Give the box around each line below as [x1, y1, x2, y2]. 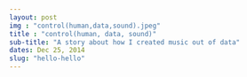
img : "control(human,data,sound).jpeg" [9, 21, 162, 30]
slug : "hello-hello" [9, 54, 86, 63]
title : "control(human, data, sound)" [9, 29, 157, 38]
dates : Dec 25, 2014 [9, 46, 86, 55]
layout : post [9, 12, 58, 22]
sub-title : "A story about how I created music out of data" [9, 37, 241, 47]
